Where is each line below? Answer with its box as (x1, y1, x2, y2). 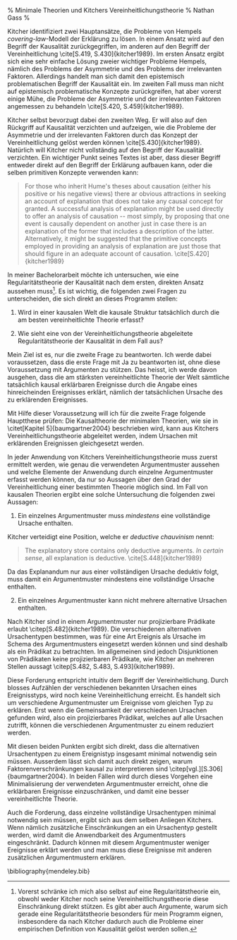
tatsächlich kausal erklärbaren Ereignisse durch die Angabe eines (7, 380, 197, 389)
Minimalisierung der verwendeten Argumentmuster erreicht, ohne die (7, 779, 208, 788)
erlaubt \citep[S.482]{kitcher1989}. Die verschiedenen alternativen (7, 625, 202, 633)
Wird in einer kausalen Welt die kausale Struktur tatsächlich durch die (17, 308, 220, 316)
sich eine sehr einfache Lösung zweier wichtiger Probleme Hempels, (7, 57, 207, 66)
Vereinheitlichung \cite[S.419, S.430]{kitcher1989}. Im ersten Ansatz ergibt (7, 49, 224, 58)
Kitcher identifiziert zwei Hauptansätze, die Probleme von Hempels (7, 28, 202, 35)
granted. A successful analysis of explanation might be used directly (24, 205, 224, 212)
